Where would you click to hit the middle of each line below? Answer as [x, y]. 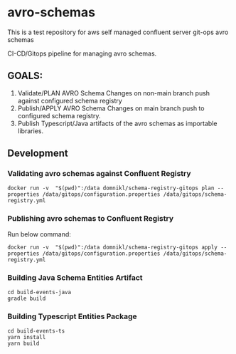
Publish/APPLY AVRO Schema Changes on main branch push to [111, 108]
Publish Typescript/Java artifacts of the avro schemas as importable [117, 123]
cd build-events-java [39, 293]
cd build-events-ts [36, 331]
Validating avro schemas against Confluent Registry [99, 174]
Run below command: [39, 234]
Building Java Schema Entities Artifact [75, 277]
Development [38, 153]
